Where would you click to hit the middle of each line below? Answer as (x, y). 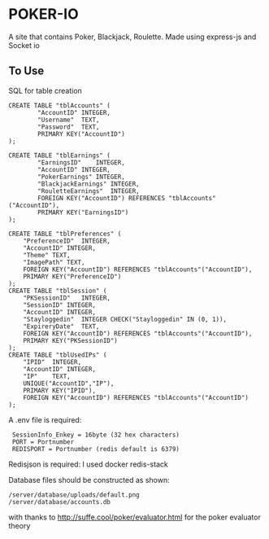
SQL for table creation (46, 90)
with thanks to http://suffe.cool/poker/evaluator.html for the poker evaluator (135, 517)
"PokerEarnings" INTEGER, (82, 177)
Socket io (24, 45)
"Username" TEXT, (69, 120)
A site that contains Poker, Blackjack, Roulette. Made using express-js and (132, 37)
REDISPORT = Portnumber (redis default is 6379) (96, 449)
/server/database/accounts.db (60, 502)
